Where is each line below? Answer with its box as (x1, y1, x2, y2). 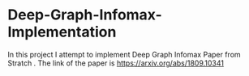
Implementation (7, 23, 117, 41)
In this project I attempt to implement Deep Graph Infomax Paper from (7, 49, 241, 59)
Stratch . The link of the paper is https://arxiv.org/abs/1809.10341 (7, 58, 225, 68)
